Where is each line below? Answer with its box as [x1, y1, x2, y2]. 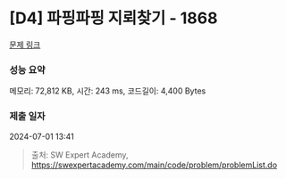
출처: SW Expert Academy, [30, 149, 129, 160]
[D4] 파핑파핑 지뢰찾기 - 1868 [9, 8, 218, 28]
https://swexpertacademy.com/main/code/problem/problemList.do [30, 159, 278, 170]
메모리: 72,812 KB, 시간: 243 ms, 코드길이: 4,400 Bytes [9, 85, 206, 96]
